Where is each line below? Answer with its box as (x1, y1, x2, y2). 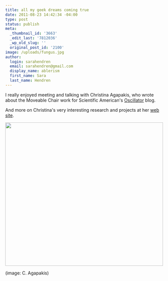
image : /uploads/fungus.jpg (5, 50, 65, 55)
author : (5, 54, 22, 60)
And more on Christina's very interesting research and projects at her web (5, 107, 159, 113)
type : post (5, 17, 28, 22)
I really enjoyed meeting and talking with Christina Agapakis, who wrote (5, 91, 154, 98)
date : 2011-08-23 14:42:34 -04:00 (5, 12, 78, 17)
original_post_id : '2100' (10, 45, 65, 50)
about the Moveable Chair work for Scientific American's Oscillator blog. (5, 97, 156, 103)
